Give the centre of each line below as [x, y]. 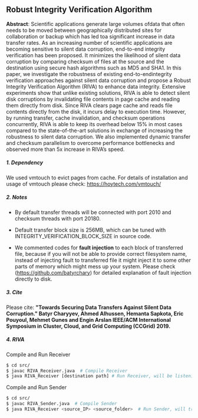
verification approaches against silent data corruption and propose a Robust [99, 80]
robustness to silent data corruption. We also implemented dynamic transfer [98, 136]
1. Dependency [24, 163]
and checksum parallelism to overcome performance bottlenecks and [90, 143]
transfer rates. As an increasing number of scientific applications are [89, 42]
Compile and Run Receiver [38, 354]
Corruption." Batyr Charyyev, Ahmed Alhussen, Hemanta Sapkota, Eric [95, 313]
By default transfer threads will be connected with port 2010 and [93, 212]
